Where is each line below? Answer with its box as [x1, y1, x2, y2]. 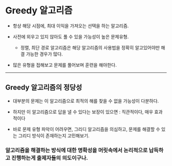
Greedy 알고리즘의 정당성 [5, 83, 82, 92]
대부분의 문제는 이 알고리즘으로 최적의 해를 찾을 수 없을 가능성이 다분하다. [12, 98, 159, 104]
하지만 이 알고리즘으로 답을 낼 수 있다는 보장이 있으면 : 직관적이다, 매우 [12, 108, 154, 115]
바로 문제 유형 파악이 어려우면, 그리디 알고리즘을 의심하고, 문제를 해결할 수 [12, 126, 160, 132]
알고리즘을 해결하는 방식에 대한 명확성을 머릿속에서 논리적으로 [5, 146, 148, 154]
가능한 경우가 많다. [26, 51, 63, 57]
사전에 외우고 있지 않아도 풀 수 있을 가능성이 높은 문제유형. [12, 33, 129, 40]
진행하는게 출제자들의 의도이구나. [11, 154, 88, 161]
